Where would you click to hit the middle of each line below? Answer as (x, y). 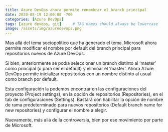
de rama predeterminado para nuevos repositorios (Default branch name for (84, 105)
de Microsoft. (19, 125)
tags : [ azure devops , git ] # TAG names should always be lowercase (81, 24)
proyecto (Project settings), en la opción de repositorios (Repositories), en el (84, 94)
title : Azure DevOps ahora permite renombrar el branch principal (76, 10)
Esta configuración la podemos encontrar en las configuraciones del (76, 89)
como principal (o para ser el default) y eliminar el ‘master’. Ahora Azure (79, 69)
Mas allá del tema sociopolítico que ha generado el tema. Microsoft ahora (81, 43)
